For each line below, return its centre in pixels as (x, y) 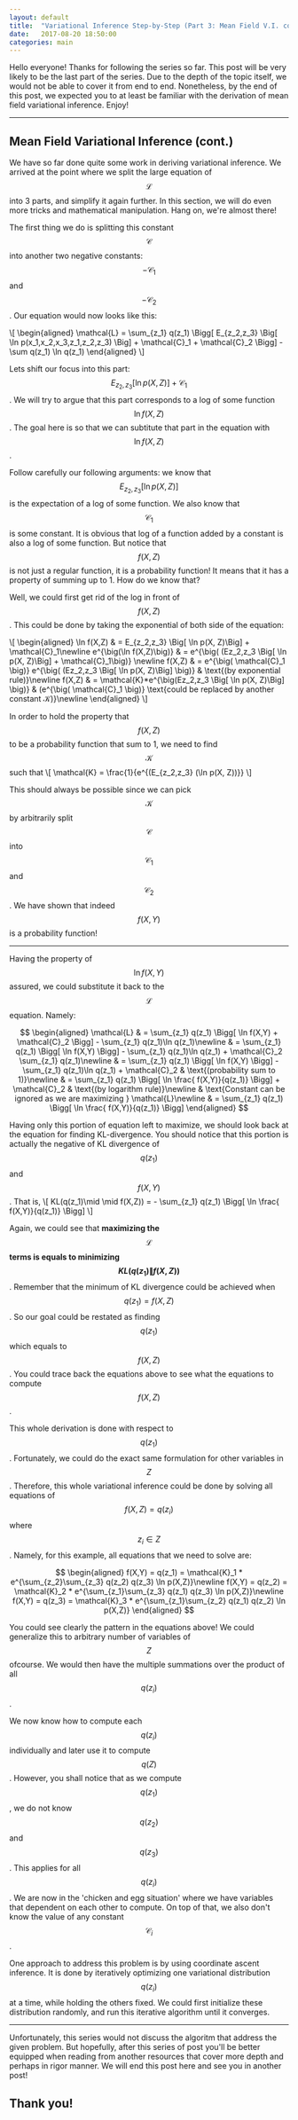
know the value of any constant (67, 1916)
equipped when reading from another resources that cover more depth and (146, 2057)
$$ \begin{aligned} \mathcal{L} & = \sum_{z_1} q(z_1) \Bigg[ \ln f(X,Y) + (149, 1033)
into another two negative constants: (76, 256)
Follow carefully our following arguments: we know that (110, 472)
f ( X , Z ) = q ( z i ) (149, 1511)
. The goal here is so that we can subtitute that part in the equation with (140, 428)
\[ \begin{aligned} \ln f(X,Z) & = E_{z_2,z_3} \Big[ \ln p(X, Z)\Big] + (129, 642)
